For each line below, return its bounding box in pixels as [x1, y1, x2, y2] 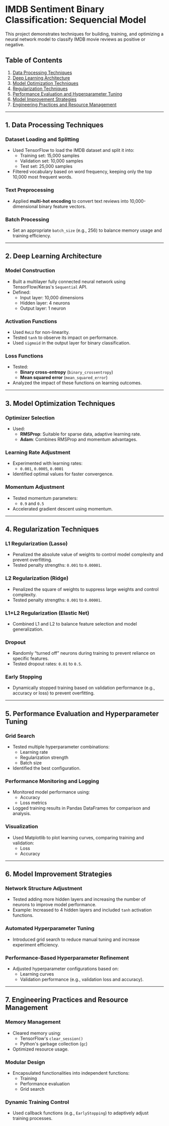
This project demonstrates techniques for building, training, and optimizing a [5, 31, 164, 37]
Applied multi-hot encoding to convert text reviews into [12, 198, 129, 204]
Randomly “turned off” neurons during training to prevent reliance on [12, 650, 155, 656]
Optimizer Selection [5, 414, 55, 421]
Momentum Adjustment [5, 484, 64, 491]
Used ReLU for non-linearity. [12, 329, 70, 335]
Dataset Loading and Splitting [5, 136, 79, 143]
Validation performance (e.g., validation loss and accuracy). [20, 977, 144, 983]
